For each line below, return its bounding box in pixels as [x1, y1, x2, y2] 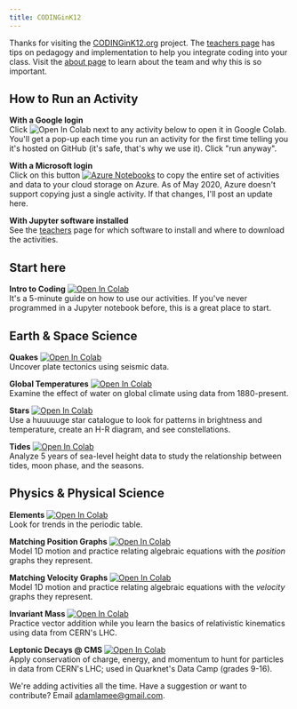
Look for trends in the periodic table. [9, 519, 143, 530]
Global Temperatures [9, 378, 89, 389]
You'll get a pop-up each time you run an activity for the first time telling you [9, 134, 289, 145]
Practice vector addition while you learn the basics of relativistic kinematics [9, 617, 286, 628]
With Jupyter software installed [9, 215, 129, 227]
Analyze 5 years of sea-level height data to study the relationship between [9, 450, 282, 462]
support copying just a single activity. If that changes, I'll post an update [9, 188, 273, 200]
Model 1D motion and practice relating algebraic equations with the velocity [9, 581, 285, 592]
